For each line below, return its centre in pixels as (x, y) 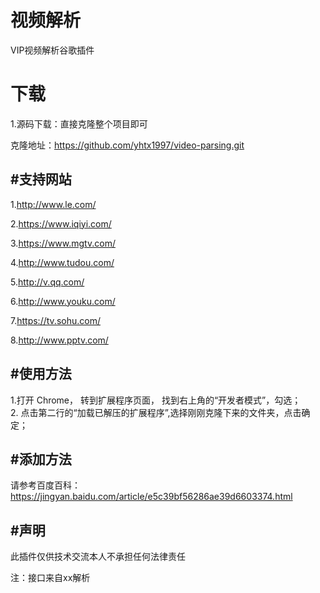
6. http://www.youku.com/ (63, 301)
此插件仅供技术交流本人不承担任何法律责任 (98, 557)
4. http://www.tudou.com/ (62, 262)
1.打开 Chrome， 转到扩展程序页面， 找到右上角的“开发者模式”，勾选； (156, 400)
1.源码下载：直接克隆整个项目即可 (79, 123)
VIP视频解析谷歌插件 (52, 50)
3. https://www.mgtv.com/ (63, 243)
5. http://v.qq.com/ (47, 282)
